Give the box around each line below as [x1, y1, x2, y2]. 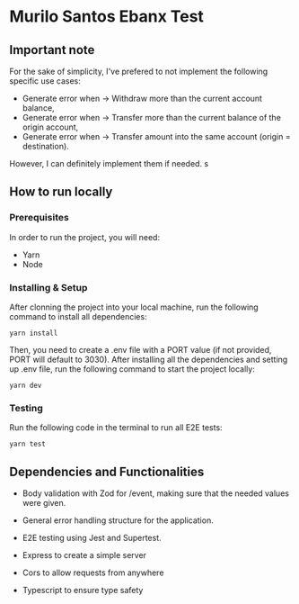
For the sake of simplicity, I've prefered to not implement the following [9, 66, 268, 77]
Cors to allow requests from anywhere [22, 567, 164, 578]
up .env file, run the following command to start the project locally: [9, 363, 256, 374]
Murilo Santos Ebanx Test [9, 6, 205, 27]
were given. [22, 498, 66, 509]
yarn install [9, 329, 58, 338]
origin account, [22, 122, 79, 132]
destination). [22, 141, 69, 151]
